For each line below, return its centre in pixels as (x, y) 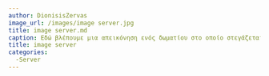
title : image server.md (48, 30)
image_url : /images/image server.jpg (71, 23)
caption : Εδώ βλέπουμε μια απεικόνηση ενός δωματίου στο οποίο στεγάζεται (136, 38)
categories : (28, 52)
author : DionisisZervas (48, 15)
